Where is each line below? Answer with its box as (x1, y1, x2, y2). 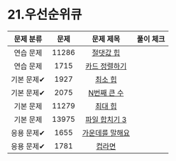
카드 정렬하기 (84, 61, 127, 71)
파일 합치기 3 (84, 115, 127, 125)
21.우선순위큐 (7, 6, 82, 23)
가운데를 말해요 (82, 128, 130, 137)
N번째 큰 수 (88, 88, 124, 98)
